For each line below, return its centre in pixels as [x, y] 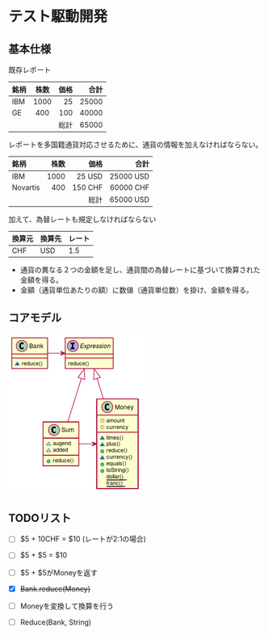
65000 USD [130, 200]
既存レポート [29, 70]
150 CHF [88, 187]
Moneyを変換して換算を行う [67, 606]
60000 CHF [130, 187]
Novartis [26, 187]
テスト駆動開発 [58, 17]
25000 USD [130, 176]
